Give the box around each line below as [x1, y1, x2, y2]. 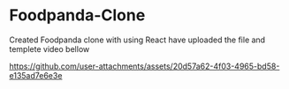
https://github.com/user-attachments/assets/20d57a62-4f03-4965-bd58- [9, 61, 280, 71]
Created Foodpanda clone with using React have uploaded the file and [9, 34, 266, 45]
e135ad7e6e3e [9, 70, 63, 80]
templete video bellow [9, 43, 90, 54]
